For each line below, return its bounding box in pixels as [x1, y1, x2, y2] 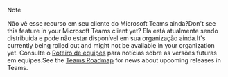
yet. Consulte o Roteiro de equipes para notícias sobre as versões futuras [7, 49, 217, 57]
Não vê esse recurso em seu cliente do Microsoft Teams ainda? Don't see [7, 19, 216, 27]
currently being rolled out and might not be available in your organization [7, 42, 215, 49]
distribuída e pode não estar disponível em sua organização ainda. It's [7, 34, 206, 42]
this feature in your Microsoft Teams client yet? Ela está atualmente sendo [7, 27, 218, 35]
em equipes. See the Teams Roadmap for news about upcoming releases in [7, 56, 222, 65]
